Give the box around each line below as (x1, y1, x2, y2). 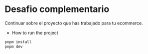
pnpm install (4, 39, 32, 44)
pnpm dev (4, 44, 23, 49)
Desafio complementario (4, 3, 110, 15)
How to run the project (11, 29, 58, 35)
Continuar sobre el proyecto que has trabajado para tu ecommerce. (4, 20, 143, 26)
